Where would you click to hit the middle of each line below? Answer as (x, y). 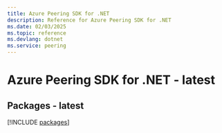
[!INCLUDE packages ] (38, 122)
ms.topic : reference (37, 33)
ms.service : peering (37, 46)
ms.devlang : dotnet (35, 39)
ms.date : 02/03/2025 (37, 26)
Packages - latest (46, 106)
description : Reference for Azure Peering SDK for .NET (89, 20)
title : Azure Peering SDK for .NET (58, 14)
